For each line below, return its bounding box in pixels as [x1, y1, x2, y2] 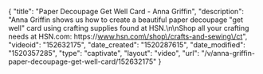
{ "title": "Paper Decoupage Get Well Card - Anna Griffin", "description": [8, 7, 245, 16]
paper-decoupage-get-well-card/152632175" [8, 57, 157, 66]
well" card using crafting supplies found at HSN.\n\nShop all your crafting [8, 24, 249, 32]
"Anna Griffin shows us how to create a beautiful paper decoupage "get [8, 15, 243, 24]
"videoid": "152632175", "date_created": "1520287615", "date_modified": [8, 40, 245, 50]
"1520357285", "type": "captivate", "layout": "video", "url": [8, 49, 200, 57]
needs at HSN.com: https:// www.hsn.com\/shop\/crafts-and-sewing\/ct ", [8, 31, 248, 41]
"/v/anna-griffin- [201, 49, 255, 57]
